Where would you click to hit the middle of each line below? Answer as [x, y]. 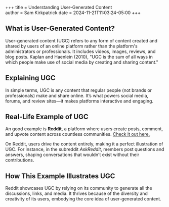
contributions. [20, 160]
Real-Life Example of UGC [47, 117]
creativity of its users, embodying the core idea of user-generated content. [83, 199]
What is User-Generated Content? [60, 29]
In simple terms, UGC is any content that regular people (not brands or [79, 90]
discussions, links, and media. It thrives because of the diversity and [77, 193]
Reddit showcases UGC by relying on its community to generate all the [79, 188]
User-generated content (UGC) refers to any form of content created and [81, 40]
